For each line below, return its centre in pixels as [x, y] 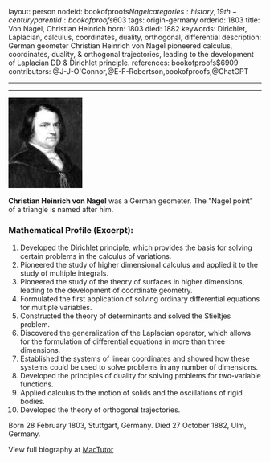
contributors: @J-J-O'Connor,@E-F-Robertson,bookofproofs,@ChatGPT [129, 71]
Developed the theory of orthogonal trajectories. [100, 410]
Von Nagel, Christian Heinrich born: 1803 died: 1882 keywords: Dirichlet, [128, 29]
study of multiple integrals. [64, 273]
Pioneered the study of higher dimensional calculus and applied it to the [139, 265]
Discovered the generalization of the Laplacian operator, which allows [135, 333]
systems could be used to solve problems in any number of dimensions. [139, 367]
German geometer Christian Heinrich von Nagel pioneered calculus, [121, 46]
